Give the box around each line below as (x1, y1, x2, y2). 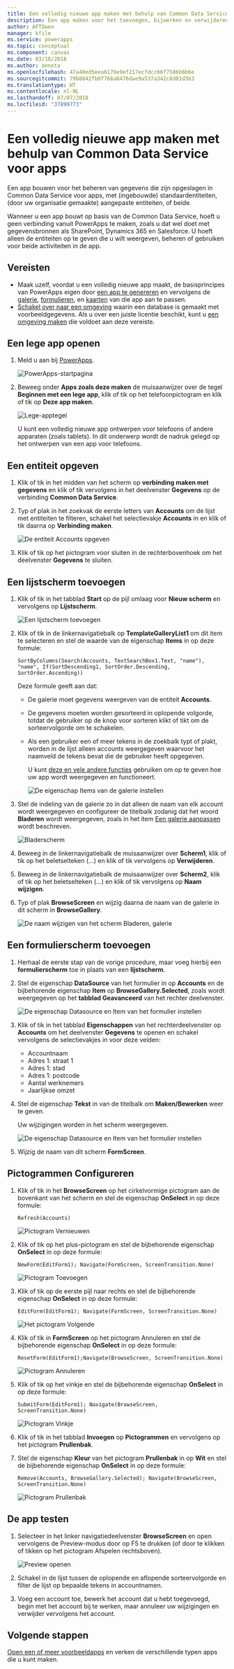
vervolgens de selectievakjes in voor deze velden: (17, 1035, 162, 1044)
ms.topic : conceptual (7, 43, 70, 49)
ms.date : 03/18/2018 (7, 56, 68, 63)
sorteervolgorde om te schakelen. (27, 724, 125, 732)
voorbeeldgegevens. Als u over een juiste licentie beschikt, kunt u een (17, 310, 219, 318)
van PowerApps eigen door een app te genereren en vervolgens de (17, 287, 210, 296)
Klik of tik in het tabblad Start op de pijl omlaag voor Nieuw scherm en (17, 595, 221, 603)
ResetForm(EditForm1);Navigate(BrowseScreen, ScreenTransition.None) (17, 1354, 224, 1362)
